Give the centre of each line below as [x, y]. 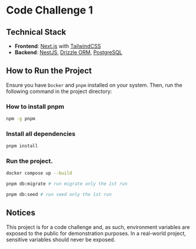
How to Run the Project [49, 71]
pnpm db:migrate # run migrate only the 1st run [67, 184]
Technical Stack [36, 32]
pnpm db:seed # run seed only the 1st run [59, 195]
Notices [21, 213]
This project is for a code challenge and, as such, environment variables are [98, 227]
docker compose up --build [39, 173]
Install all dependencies [41, 134]
